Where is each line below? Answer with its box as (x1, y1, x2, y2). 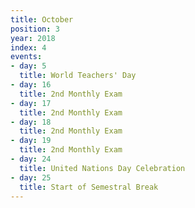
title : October (10, 14, 74, 25)
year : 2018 (10, 33, 56, 43)
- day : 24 (10, 154, 52, 164)
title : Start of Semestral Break (19, 182, 159, 192)
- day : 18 (10, 117, 52, 127)
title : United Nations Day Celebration (19, 163, 186, 173)
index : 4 (10, 42, 47, 53)
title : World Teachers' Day (19, 71, 137, 81)
